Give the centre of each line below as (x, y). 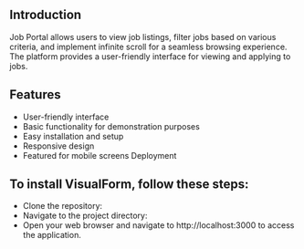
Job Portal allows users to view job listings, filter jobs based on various (143, 36)
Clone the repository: (63, 206)
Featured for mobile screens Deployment (100, 155)
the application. (52, 235)
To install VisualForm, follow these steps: (129, 185)
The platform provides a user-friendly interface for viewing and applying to (150, 56)
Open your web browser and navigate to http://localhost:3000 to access (158, 225)
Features (35, 95)
